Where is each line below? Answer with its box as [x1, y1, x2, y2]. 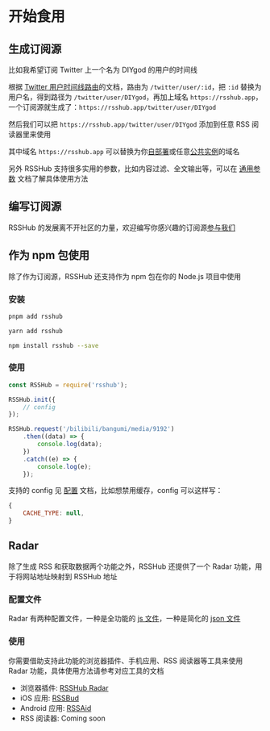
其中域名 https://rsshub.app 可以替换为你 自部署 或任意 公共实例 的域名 [8, 147, 240, 156]
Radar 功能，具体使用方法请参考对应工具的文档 [8, 666, 164, 675]
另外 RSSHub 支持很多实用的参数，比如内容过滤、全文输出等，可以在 [8, 164, 238, 173]
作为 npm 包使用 [8, 249, 90, 262]
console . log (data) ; [37, 441, 103, 449]
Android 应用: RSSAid [19, 703, 92, 712]
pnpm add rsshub [8, 312, 63, 320]
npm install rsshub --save [8, 341, 99, 349]
